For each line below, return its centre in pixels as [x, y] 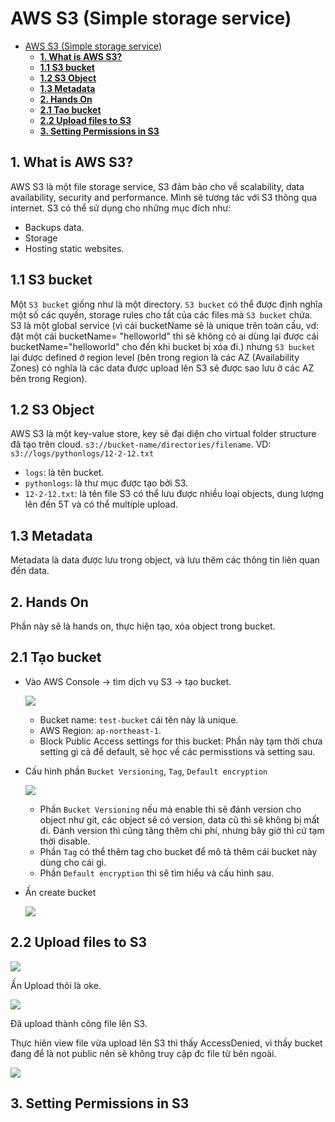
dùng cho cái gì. [73, 862]
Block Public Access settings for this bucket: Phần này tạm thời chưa [181, 741]
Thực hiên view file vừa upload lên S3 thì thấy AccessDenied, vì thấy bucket [166, 1043]
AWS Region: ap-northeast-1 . [100, 730]
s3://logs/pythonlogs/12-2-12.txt [82, 454]
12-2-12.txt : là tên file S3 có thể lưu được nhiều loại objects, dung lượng [174, 494]
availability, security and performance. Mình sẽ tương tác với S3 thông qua [164, 197]
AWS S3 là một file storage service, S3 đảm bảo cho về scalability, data [157, 186]
